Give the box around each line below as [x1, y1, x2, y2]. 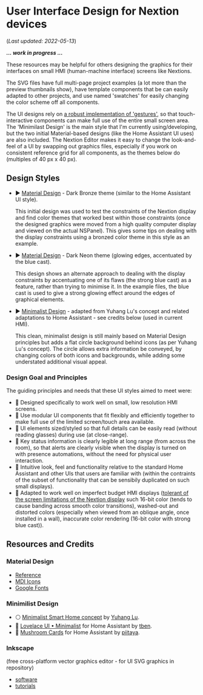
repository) [6, 664, 35, 671]
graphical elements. [15, 296, 65, 303]
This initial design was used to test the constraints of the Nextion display [15, 207, 196, 215]
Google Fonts [15, 584, 49, 591]
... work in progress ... [6, 49, 63, 56]
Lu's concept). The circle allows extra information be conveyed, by [15, 345, 182, 352]
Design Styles [6, 173, 61, 184]
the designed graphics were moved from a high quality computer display [15, 220, 197, 227]
